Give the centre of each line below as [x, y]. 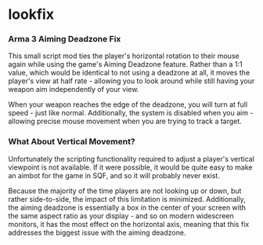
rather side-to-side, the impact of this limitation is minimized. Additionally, [127, 199]
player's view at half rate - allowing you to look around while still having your [131, 81]
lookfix [31, 15]
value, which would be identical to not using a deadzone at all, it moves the [129, 73]
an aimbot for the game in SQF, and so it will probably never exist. [114, 175]
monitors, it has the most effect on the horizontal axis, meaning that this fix [129, 224]
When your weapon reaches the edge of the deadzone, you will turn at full [128, 104]
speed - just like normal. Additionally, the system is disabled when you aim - [131, 113]
